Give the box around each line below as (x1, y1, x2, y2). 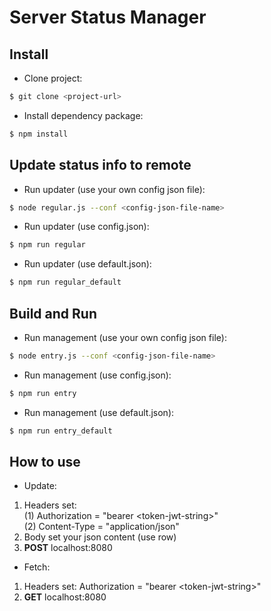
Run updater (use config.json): (23, 221, 150, 233)
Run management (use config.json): (23, 369, 172, 381)
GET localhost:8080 (23, 591, 107, 603)
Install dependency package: (23, 109, 144, 121)
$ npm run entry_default (9, 426, 113, 436)
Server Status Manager (9, 6, 207, 29)
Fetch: (23, 561, 51, 573)
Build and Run (9, 305, 97, 322)
